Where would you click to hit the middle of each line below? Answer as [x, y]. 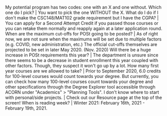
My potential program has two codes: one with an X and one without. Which [83, 7]
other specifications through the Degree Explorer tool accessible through [80, 87]
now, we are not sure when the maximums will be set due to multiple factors [83, 39]
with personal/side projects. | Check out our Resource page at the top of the [84, 97]
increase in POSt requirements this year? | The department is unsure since [82, 55]
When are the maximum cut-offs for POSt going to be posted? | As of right [82, 34]
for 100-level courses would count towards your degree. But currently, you [82, 76]
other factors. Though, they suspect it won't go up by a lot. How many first [82, 65]
